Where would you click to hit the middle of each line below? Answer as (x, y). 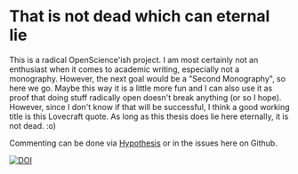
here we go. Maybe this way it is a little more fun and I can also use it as (141, 88)
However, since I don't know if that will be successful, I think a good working (150, 107)
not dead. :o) (32, 125)
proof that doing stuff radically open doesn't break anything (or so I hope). (145, 97)
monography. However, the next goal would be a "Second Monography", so (148, 78)
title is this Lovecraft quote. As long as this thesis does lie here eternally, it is (149, 116)
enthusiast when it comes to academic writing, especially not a (125, 69)
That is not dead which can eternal (140, 16)
